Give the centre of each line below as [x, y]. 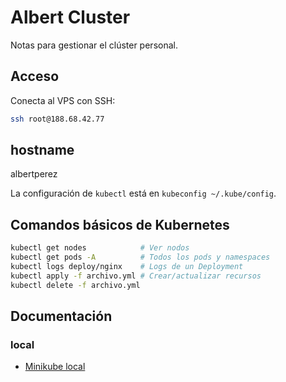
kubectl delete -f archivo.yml [75, 285]
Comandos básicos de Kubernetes [120, 224]
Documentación [61, 316]
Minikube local [55, 367]
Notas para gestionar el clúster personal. [94, 45]
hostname [42, 150]
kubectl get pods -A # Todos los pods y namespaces [140, 257]
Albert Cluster [70, 17]
